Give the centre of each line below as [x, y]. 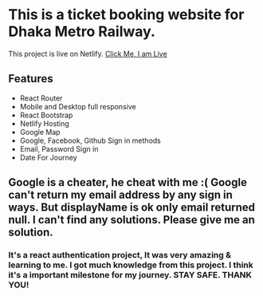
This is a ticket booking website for [126, 15]
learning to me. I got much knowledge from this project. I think [131, 265]
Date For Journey [48, 157]
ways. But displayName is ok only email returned [131, 208]
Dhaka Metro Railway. [82, 32]
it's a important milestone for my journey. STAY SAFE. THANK [130, 275]
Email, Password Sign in [59, 148]
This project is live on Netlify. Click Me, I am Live [88, 53]
